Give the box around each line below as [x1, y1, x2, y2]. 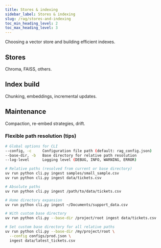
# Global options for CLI [5, 144, 58, 149]
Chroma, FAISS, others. [5, 66, 52, 72]
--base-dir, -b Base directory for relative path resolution [5, 153, 137, 158]
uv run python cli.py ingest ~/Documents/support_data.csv [5, 202, 128, 207]
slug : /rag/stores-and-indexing [5, 16, 71, 21]
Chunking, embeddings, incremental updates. [5, 93, 97, 99]
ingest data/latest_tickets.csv [9, 238, 76, 243]
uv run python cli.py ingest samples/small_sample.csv [5, 171, 119, 176]
